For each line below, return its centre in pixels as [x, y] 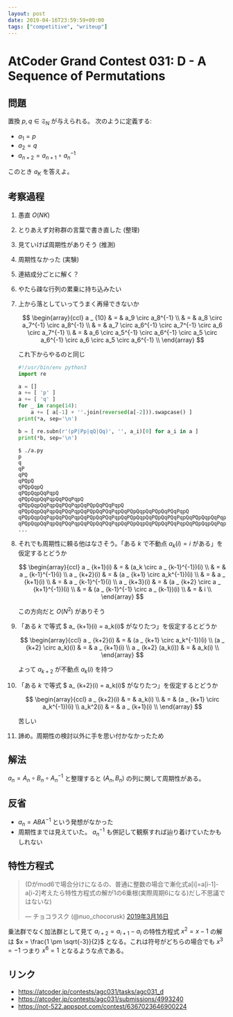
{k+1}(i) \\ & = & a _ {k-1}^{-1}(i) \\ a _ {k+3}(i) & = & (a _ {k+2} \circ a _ [122, 582]
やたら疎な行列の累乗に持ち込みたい [70, 289]
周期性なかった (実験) [48, 259]
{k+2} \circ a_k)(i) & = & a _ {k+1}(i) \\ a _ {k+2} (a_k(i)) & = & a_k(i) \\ [122, 647]
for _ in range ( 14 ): [48, 406]
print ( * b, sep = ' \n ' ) [48, 438]
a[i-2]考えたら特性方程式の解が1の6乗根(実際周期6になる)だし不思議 [122, 892]
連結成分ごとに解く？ [48, 274]
